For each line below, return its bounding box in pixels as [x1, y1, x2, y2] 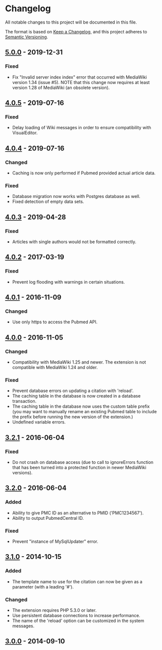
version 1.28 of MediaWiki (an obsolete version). [12, 85, 110, 90]
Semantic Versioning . [5, 34, 48, 40]
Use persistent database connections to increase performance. [12, 613, 140, 618]
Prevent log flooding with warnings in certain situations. [12, 279, 125, 285]
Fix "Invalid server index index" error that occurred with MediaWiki [12, 74, 147, 80]
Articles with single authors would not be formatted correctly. [12, 239, 136, 245]
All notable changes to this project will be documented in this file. [5, 19, 137, 25]
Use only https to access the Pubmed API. [12, 319, 98, 325]
